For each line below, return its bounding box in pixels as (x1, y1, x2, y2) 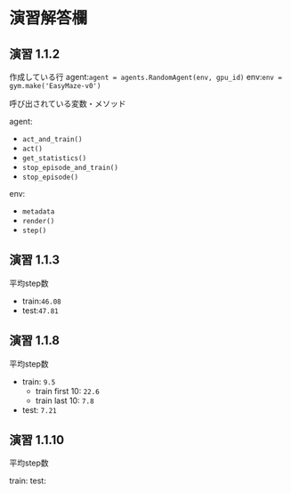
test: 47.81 (21, 304, 60, 316)
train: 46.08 (21, 295, 62, 306)
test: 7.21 (21, 404, 57, 415)
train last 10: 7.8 (35, 395, 95, 406)
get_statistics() (21, 154, 87, 163)
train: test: (9, 475, 46, 486)
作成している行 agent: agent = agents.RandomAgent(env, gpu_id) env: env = (9, 72, 283, 82)
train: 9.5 (21, 376, 56, 387)
